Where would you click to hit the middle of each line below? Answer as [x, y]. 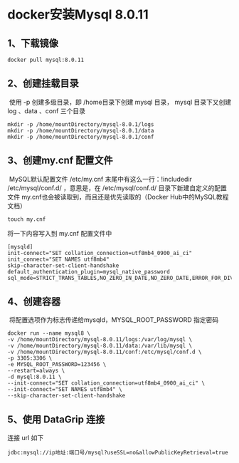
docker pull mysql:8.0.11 [46, 60]
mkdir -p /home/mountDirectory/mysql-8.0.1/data [81, 130]
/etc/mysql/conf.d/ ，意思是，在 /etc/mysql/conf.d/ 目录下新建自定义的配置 [117, 188]
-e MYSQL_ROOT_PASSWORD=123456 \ [57, 365]
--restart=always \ [36, 371]
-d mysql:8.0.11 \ [34, 377]
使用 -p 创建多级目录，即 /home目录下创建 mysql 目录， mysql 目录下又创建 [120, 102]
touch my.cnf [27, 219]
